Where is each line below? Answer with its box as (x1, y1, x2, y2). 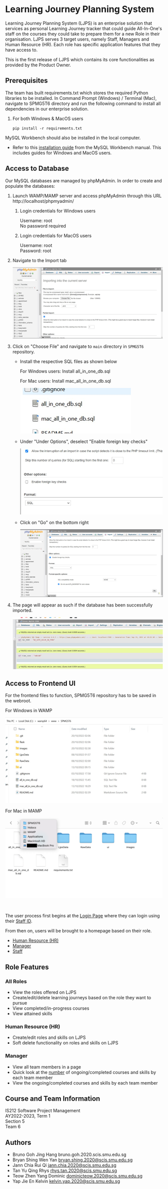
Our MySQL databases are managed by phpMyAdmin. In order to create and (5, 177, 162, 184)
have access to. (5, 47, 38, 53)
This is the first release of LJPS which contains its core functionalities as (5, 56, 154, 62)
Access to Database (5, 164, 69, 173)
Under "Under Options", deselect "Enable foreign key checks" (19, 438, 148, 444)
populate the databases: (5, 183, 55, 189)
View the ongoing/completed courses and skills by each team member (12, 1080, 158, 1086)
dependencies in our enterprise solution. (5, 105, 89, 111)
